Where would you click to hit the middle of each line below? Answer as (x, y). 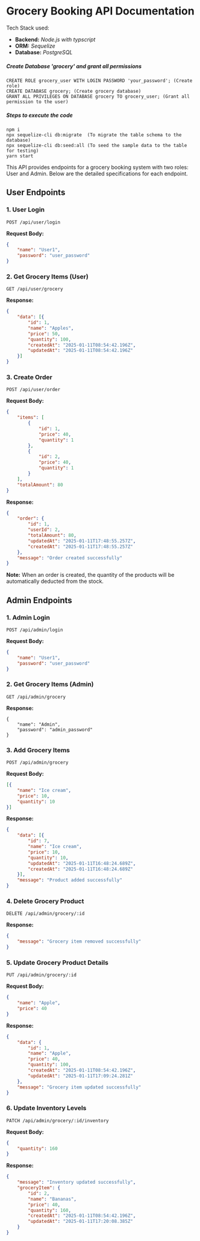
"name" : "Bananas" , (52, 1199)
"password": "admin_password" (55, 730)
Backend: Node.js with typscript (55, 39)
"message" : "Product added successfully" (70, 880)
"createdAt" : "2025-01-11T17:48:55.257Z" (81, 547)
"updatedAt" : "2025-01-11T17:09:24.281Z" (81, 1076)
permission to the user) (37, 102)
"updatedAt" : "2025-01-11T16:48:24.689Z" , (82, 863)
